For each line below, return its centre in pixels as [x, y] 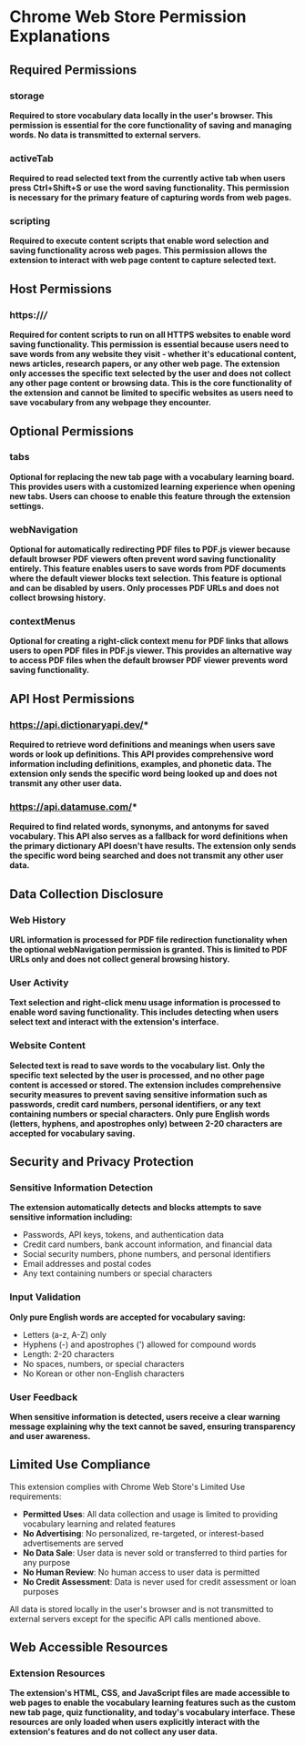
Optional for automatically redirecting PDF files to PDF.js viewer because [150, 549]
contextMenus [42, 621]
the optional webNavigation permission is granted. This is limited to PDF [148, 950]
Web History [38, 920]
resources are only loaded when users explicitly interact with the [135, 1722]
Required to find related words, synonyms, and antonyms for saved [139, 827]
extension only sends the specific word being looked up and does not [143, 774]
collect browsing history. [58, 597]
